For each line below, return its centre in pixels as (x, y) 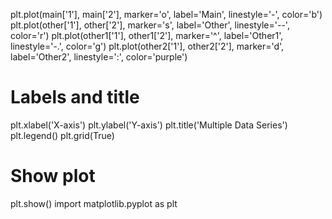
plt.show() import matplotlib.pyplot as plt (94, 203)
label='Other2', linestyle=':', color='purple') (99, 57)
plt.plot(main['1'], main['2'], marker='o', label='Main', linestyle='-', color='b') (166, 14)
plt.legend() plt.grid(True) (62, 135)
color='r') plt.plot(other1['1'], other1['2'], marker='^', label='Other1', (147, 35)
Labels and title (75, 97)
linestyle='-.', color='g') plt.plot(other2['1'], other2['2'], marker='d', (147, 46)
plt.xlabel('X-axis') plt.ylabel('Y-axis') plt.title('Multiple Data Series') (149, 125)
